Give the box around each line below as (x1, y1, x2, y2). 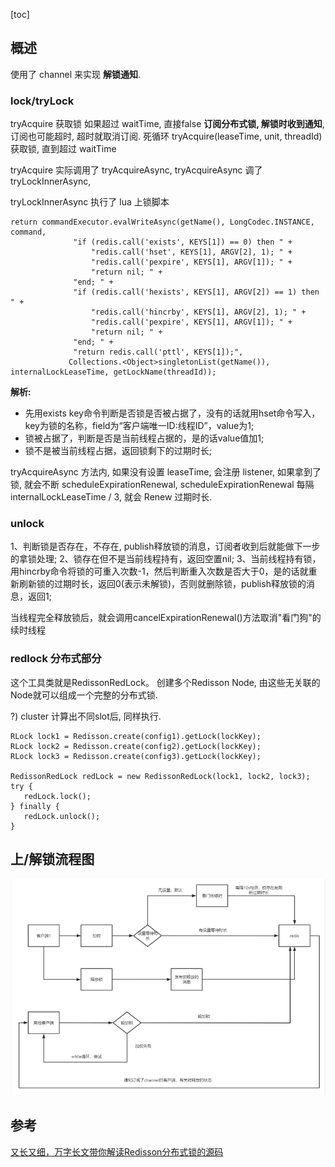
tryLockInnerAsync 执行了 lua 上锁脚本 (10, 196, 170, 208)
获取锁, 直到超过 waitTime (10, 143, 117, 155)
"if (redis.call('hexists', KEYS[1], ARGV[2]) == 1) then (73, 287, 320, 298)
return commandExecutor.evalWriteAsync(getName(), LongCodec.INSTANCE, (10, 217, 315, 228)
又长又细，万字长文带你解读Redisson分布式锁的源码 (10, 1145, 224, 1158)
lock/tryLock (10, 94, 75, 108)
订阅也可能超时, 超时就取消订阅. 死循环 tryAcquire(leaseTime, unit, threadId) (10, 130, 323, 143)
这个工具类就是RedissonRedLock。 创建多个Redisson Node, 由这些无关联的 (10, 676, 321, 688)
